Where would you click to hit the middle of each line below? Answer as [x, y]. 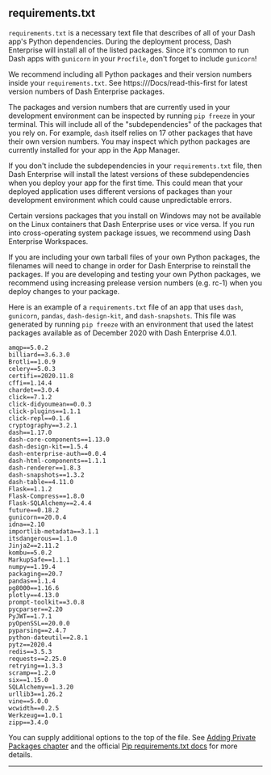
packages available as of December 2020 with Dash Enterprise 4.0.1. [123, 333]
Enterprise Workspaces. [48, 241]
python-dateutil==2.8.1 [48, 638]
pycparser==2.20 [35, 609]
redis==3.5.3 [30, 651]
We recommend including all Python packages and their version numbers [130, 74]
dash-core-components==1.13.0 [59, 440]
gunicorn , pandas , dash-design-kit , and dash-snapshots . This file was [122, 315]
